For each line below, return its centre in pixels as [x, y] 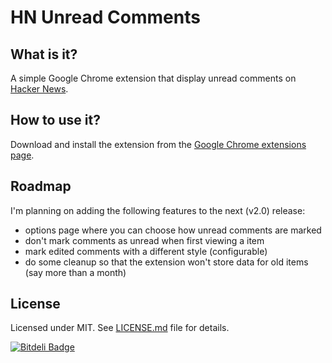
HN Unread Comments [105, 17]
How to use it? [55, 120]
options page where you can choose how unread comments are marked [173, 230]
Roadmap [41, 186]
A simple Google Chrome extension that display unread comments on [153, 78]
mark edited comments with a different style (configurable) [146, 251]
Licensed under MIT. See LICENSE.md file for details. [120, 328]
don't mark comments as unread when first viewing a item [144, 240]
